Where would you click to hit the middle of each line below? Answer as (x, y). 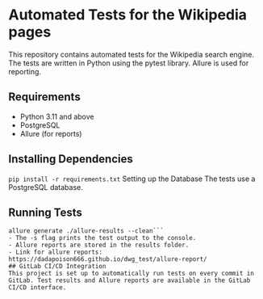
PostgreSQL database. (46, 187)
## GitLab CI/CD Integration (57, 267)
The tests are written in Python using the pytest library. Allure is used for (129, 63)
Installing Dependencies (71, 159)
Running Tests (45, 212)
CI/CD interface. (38, 288)
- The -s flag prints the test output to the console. (102, 238)
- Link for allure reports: (56, 252)
